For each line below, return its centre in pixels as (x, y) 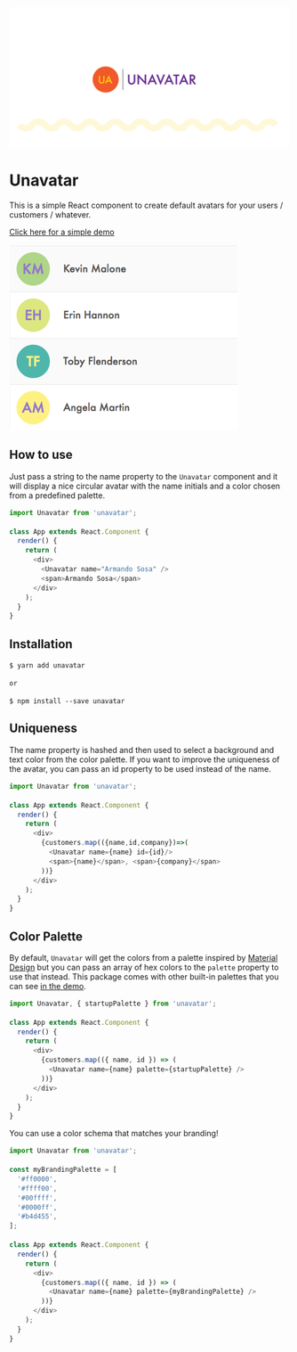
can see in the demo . (48, 986)
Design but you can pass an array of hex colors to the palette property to (144, 967)
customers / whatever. (50, 214)
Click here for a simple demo (62, 232)
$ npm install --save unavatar (67, 701)
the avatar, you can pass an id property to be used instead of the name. (140, 768)
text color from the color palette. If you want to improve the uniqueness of (144, 759)
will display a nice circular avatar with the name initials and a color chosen (145, 486)
